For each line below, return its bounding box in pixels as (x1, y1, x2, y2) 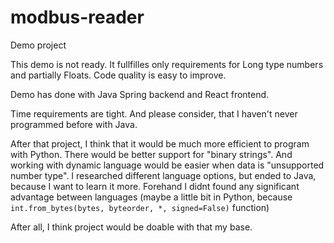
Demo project (10, 39, 67, 51)
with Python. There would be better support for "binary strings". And (10, 148, 293, 160)
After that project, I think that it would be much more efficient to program (10, 137, 310, 150)
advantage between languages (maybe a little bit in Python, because (10, 191, 293, 203)
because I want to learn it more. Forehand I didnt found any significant (10, 180, 300, 192)
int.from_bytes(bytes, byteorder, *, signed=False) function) (10, 201, 270, 213)
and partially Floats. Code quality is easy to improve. (10, 69, 227, 81)
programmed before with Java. (10, 118, 138, 130)
